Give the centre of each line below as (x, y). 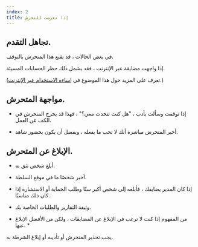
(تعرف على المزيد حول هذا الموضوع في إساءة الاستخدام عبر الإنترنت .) (85, 80)
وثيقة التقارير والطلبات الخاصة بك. (53, 207)
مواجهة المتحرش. (36, 99)
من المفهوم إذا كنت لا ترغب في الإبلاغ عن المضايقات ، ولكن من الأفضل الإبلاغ (101, 219)
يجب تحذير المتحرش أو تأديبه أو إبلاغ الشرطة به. (60, 237)
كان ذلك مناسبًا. (32, 195)
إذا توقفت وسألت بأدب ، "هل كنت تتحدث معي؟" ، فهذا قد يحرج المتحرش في (101, 114)
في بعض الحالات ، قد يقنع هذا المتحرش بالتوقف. (60, 57)
